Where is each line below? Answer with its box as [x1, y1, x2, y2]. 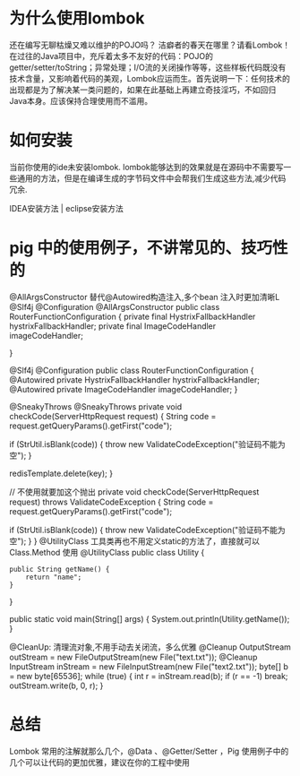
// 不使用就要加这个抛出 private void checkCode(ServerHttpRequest [9, 486, 260, 497]
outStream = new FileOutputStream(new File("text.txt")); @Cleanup [9, 651, 258, 662]
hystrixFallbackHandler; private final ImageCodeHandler [9, 320, 217, 332]
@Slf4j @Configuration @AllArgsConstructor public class [9, 301, 220, 312]
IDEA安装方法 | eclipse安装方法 [9, 203, 124, 213]
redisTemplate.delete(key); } [9, 468, 114, 479]
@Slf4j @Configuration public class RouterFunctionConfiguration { [9, 365, 254, 375]
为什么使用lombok [9, 8, 145, 29]
